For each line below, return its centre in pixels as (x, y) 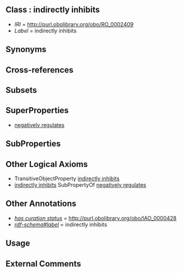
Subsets (21, 90)
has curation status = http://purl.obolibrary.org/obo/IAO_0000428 (95, 218)
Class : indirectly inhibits (53, 10)
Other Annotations (41, 204)
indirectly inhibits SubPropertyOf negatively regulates (80, 185)
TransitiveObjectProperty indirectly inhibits (67, 178)
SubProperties (33, 144)
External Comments (43, 264)
